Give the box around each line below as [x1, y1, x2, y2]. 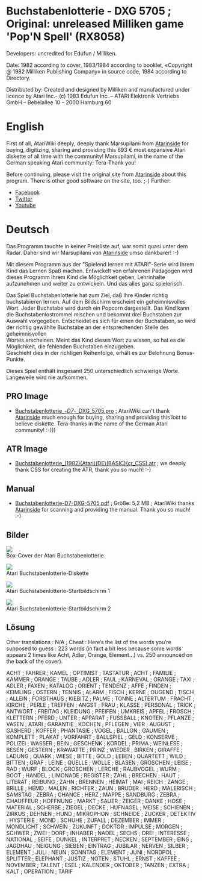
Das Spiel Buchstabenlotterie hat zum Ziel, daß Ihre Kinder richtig [6, 291, 168, 299]
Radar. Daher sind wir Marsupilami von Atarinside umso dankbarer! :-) [6, 249, 179, 256]
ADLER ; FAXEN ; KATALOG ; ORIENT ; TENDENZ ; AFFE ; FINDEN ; [6, 682, 171, 689]
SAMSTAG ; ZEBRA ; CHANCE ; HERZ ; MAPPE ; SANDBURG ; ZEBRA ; [6, 791, 180, 798]
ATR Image [6, 444, 48, 454]
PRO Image [6, 391, 49, 401]
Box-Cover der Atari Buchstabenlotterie [6, 552, 104, 559]
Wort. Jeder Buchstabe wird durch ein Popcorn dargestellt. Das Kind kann [6, 304, 190, 312]
